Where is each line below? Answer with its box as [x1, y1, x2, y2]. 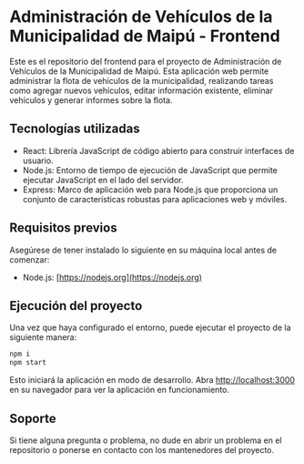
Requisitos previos [9, 221, 117, 236]
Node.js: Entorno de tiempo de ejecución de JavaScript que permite [22, 164, 278, 175]
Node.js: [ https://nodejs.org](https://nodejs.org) [22, 272, 203, 283]
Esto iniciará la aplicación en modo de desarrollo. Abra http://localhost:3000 [9, 375, 296, 386]
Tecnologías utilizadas [9, 121, 140, 137]
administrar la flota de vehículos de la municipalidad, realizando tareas [9, 75, 274, 86]
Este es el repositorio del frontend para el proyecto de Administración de [9, 56, 282, 67]
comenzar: [9, 253, 50, 265]
